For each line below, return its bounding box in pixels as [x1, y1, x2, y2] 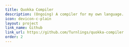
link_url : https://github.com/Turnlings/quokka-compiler [5, 30, 124, 35]
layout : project [5, 21, 38, 26]
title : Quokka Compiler [5, 7, 54, 12]
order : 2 [5, 35, 23, 40]
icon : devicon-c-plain [5, 16, 52, 21]
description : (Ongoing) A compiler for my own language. [5, 12, 124, 17]
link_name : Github [5, 25, 43, 30]
